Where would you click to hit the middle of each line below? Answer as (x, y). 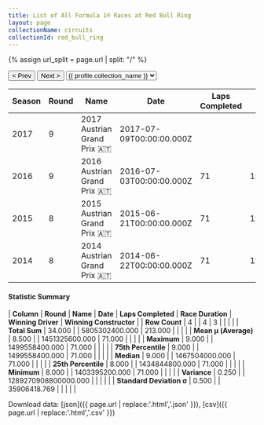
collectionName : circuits (50, 30)
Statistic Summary (39, 296)
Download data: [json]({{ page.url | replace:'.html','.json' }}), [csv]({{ (118, 405)
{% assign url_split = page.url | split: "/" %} (78, 60)
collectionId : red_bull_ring (56, 37)
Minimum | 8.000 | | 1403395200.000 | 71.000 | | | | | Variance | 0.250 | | (126, 372)
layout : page (29, 23)
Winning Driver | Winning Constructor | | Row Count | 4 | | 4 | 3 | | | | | (123, 322)
